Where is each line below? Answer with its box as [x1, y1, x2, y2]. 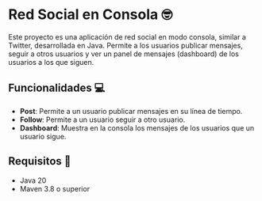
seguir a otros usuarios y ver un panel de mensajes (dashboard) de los [8, 49, 240, 59]
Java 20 [19, 176, 47, 185]
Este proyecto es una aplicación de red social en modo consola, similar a [8, 32, 246, 41]
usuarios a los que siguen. [8, 57, 94, 66]
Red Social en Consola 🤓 [8, 6, 173, 24]
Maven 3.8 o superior [19, 184, 90, 193]
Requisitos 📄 [8, 154, 71, 168]
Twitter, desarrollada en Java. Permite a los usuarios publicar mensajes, [8, 40, 244, 50]
